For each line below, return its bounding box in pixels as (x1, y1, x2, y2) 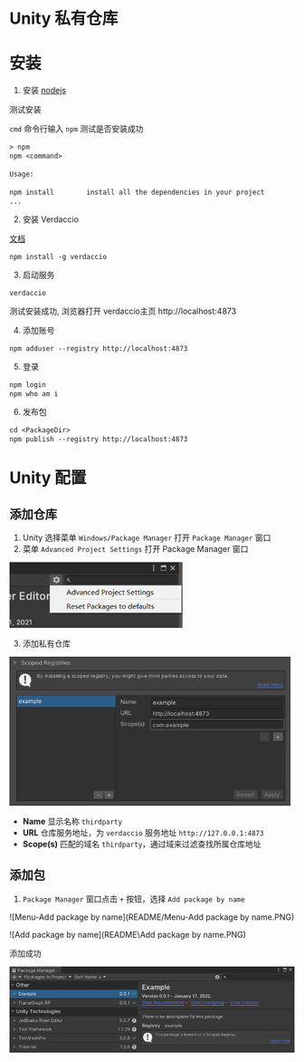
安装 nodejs (22, 85, 66, 96)
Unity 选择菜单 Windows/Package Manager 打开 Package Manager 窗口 (22, 532, 271, 544)
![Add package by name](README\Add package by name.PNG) (9, 929, 247, 940)
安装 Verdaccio (22, 214, 80, 225)
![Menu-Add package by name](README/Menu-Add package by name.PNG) (9, 912, 295, 922)
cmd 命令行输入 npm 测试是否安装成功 (9, 123, 144, 134)
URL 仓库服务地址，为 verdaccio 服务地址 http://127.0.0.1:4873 (22, 826, 264, 838)
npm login (9, 381, 47, 390)
